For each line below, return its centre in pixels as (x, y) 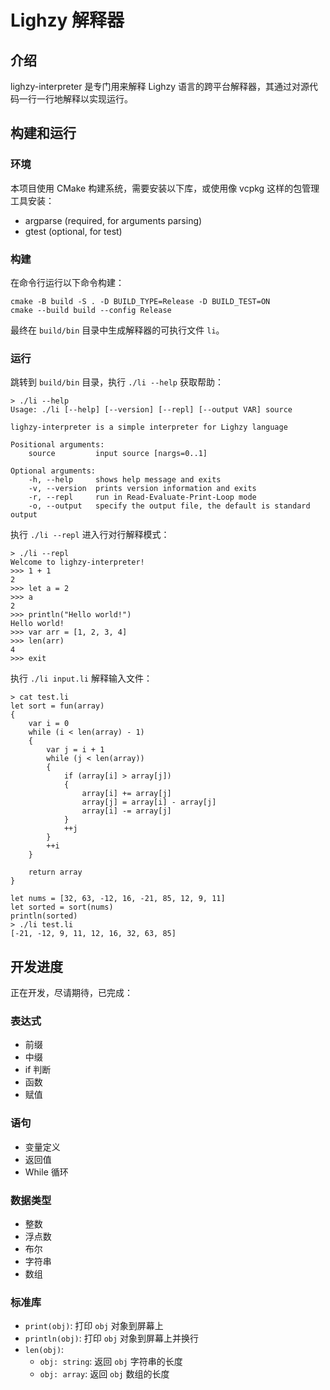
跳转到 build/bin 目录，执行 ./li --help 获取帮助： (117, 382)
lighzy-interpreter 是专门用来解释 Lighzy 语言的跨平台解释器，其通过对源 (160, 86)
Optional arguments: (53, 471)
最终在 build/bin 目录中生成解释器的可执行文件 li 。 (117, 330)
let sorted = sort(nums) (62, 907)
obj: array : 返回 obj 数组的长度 (104, 1374)
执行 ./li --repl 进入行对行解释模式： (90, 535)
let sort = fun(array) (57, 706)
